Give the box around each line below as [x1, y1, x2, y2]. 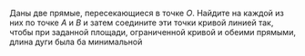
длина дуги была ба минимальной [9, 36, 143, 47]
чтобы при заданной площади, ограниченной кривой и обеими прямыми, [9, 27, 296, 37]
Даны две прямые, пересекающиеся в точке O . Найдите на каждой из [9, 8, 284, 18]
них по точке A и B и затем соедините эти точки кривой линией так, [9, 17, 274, 28]
